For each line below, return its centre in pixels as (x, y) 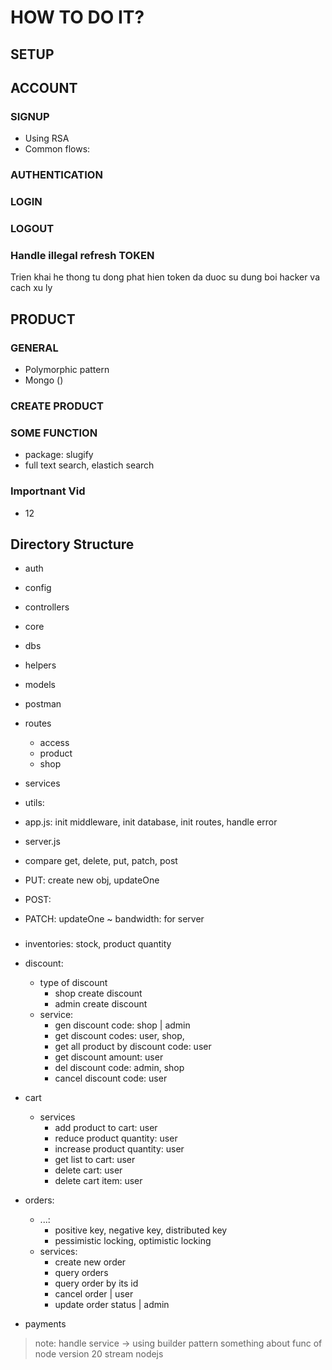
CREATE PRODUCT (57, 406)
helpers (40, 665)
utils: (34, 803)
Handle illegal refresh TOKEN (82, 255)
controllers (47, 607)
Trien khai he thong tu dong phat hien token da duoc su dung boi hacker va (165, 277)
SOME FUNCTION (54, 433)
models (40, 685)
